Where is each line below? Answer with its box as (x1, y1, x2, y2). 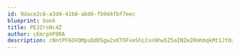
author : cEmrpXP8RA (7, 30, 66, 38)
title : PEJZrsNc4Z (7, 24, 62, 31)
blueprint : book (7, 17, 56, 24)
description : (7, 37, 46, 44)
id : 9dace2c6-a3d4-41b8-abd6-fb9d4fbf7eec (7, 10, 136, 18)
